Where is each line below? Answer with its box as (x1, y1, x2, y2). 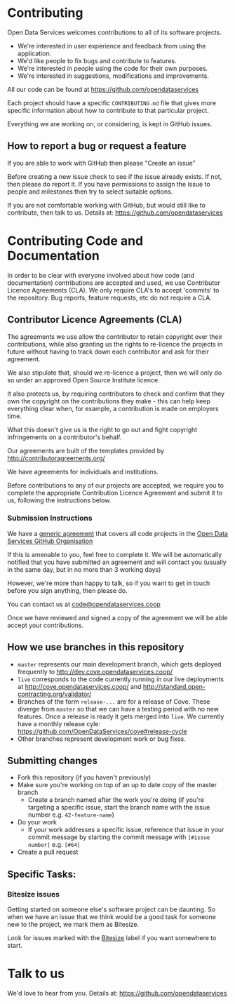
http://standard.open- (142, 682, 206, 690)
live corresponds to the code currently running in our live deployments (17, 675, 224, 683)
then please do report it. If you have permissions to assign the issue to (7, 180, 210, 188)
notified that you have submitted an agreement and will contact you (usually (7, 558, 227, 566)
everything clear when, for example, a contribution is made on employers (7, 404, 219, 413)
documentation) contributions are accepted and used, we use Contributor (7, 279, 221, 287)
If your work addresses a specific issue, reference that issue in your (27, 826, 224, 834)
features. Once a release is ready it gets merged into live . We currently (17, 712, 224, 721)
